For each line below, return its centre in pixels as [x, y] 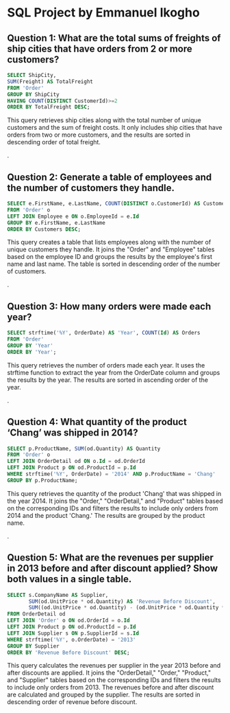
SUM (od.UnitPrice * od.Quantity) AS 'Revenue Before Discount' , [122, 601]
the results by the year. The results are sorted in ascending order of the [108, 380]
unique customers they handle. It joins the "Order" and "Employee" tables [111, 249]
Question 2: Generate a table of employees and [110, 177]
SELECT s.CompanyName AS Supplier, [58, 595]
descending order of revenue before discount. [72, 702]
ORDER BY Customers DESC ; [44, 229]
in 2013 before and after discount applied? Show [113, 568]
